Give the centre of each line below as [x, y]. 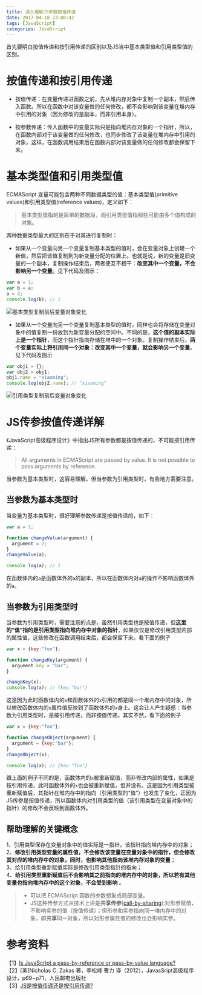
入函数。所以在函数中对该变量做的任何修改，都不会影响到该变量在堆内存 [105, 107]
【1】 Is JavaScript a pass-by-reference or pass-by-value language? [91, 963]
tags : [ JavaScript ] [31, 23]
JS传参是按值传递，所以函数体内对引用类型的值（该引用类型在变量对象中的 [99, 800]
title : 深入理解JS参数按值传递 [41, 12]
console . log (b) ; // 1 [34, 299]
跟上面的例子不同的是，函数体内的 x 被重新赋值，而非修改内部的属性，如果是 [100, 778]
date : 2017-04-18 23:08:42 [40, 18]
